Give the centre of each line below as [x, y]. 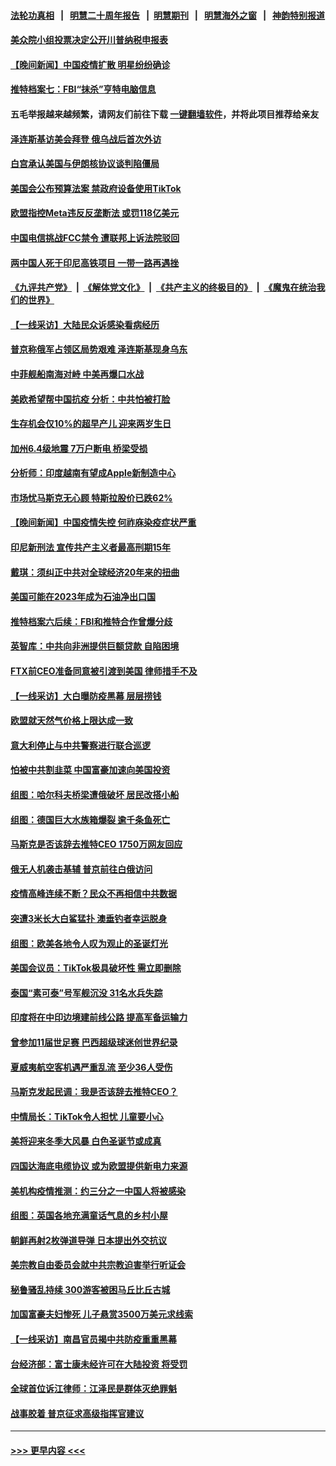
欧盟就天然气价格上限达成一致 [71, 721]
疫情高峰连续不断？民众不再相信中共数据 [93, 894]
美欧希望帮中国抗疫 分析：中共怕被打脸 [90, 399]
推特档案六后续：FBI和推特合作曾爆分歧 [91, 621]
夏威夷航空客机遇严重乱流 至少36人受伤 [91, 1067]
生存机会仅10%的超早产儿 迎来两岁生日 [91, 424]
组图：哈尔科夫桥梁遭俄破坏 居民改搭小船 [95, 794]
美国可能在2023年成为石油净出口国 [83, 597]
